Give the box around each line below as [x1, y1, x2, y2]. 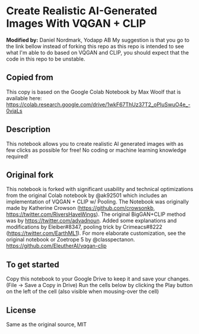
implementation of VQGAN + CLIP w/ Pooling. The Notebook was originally [6, 198, 189, 205]
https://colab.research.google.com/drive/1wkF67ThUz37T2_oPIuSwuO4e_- [6, 101, 191, 108]
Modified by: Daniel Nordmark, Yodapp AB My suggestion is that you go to [6, 36, 190, 43]
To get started [6, 259, 59, 269]
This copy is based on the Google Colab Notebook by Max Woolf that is [6, 88, 181, 96]
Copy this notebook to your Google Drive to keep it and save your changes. [6, 275, 191, 282]
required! [6, 152, 29, 160]
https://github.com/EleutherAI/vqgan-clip [6, 242, 107, 250]
